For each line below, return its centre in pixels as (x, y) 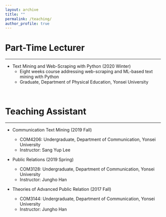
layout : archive (22, 10)
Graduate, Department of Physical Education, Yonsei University (84, 82)
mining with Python (39, 77)
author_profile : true (27, 23)
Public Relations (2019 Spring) (43, 160)
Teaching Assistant (46, 111)
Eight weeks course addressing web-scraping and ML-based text (86, 72)
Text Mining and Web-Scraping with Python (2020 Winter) (71, 66)
